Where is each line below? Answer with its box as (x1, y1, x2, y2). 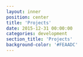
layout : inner (6, 8, 41, 15)
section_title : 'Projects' (6, 36, 73, 42)
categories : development (6, 31, 68, 37)
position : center (6, 14, 49, 20)
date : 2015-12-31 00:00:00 (6, 25, 73, 31)
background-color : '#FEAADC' (6, 42, 78, 48)
